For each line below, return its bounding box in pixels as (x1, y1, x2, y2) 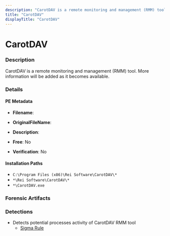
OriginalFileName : (12, 119, 52, 125)
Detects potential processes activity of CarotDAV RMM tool (12, 220, 136, 226)
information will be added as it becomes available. (5, 73, 110, 79)
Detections (5, 208, 33, 215)
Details (5, 86, 23, 93)
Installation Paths (5, 160, 43, 166)
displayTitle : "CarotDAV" (5, 17, 60, 22)
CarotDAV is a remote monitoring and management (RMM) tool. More (5, 68, 149, 74)
